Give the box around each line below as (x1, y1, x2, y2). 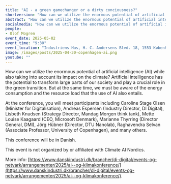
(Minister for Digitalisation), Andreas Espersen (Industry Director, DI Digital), (5, 105, 164, 112)
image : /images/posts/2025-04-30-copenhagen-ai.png (5, 50, 117, 55)
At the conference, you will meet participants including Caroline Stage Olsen (5, 100, 165, 106)
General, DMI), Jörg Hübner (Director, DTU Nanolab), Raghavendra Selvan (5, 121, 161, 128)
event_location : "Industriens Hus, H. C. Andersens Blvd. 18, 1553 (5, 45, 152, 50)
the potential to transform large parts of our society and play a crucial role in (5, 79, 165, 85)
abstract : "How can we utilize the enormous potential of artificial (5, 17, 156, 22)
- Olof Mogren (5, 31, 36, 36)
